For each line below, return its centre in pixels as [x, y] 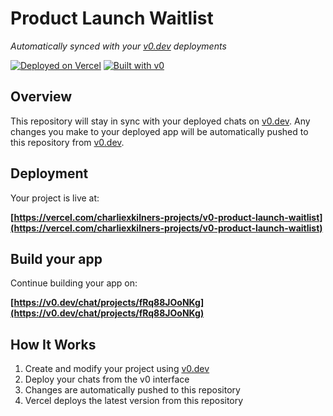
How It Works [53, 344]
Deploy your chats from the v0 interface [107, 379]
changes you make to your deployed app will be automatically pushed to [159, 131]
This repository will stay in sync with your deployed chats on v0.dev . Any [160, 121]
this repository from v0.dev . [67, 142]
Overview [41, 97]
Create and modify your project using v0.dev [117, 369]
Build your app [56, 258]
